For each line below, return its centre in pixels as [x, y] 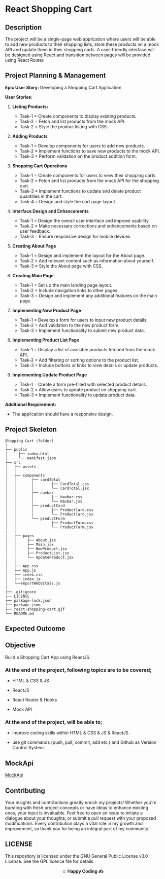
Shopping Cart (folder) [30, 441]
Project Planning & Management [55, 76]
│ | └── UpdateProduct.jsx [39, 557]
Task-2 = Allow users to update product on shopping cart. [78, 389]
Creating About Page [34, 246]
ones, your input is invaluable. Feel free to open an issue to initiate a [74, 813]
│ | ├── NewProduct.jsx [36, 549]
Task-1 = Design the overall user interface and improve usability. [85, 220]
